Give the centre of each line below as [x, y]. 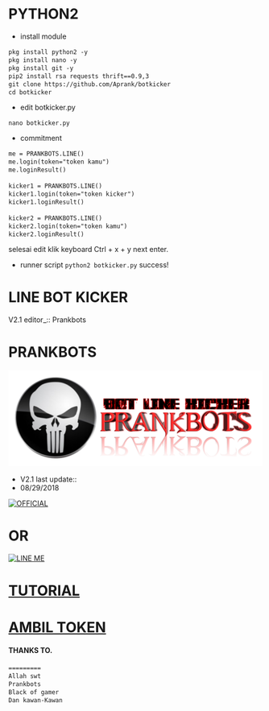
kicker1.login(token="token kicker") [72, 194]
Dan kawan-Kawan [35, 701]
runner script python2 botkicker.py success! [94, 265]
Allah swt [25, 676]
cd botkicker [30, 92]
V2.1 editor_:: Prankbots [48, 320]
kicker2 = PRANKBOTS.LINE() [56, 218]
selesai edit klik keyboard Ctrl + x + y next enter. [89, 249]
